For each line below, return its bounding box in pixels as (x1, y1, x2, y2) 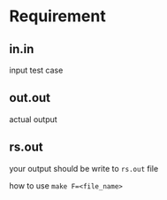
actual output (9, 113, 57, 125)
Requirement (9, 6, 106, 27)
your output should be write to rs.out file (9, 163, 159, 173)
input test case (9, 65, 64, 75)
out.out (9, 90, 51, 105)
